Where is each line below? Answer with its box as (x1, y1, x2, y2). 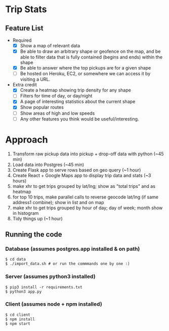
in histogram (12, 210, 39, 216)
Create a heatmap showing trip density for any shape (20, 87, 132, 93)
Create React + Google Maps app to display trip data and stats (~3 (12, 172, 151, 178)
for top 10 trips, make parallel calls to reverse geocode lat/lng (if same (12, 194, 158, 200)
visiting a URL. (20, 76, 51, 82)
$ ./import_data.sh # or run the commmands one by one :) (5, 261, 130, 267)
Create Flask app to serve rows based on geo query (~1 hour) (12, 167, 141, 173)
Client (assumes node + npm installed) (5, 301, 102, 308)
